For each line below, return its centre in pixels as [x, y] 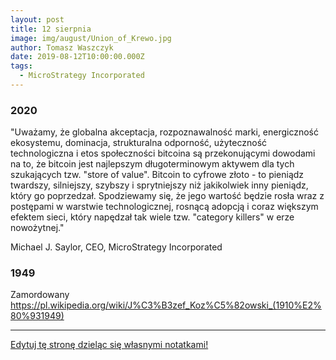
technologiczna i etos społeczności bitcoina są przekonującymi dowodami [163, 153]
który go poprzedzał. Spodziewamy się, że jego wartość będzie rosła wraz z [167, 196]
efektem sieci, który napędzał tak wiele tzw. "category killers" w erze [152, 217]
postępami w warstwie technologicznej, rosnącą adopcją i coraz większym [164, 207]
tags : [21, 66]
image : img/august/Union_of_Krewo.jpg [91, 38]
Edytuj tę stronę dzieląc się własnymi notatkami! [109, 345]
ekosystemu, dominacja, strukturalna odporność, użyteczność [139, 143]
